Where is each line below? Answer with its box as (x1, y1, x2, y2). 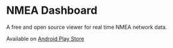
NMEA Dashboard (6, 4, 98, 17)
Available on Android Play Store (6, 35, 84, 42)
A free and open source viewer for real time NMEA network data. (6, 23, 168, 31)
